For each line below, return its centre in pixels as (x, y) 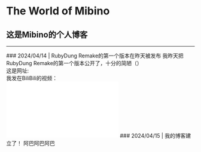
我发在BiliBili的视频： (32, 78)
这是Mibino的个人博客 (47, 34)
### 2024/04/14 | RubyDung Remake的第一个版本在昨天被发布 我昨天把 (95, 56)
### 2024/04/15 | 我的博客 (153, 136)
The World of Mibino (58, 11)
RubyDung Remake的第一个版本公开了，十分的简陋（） (74, 63)
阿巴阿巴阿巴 (39, 143)
